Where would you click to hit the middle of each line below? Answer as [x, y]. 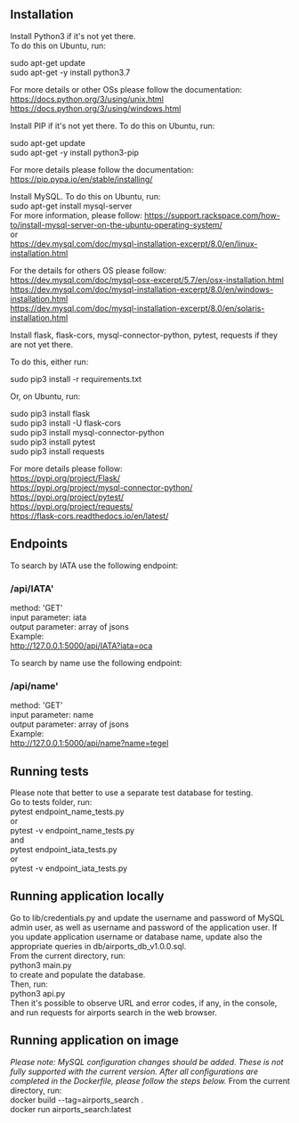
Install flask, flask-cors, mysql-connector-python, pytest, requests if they [144, 335]
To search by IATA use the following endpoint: [94, 566]
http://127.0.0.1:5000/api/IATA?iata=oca [81, 646]
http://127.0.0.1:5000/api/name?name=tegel [89, 744]
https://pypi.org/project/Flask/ [65, 478]
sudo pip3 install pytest [53, 442]
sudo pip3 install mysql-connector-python [87, 432]
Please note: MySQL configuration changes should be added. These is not [147, 1062]
